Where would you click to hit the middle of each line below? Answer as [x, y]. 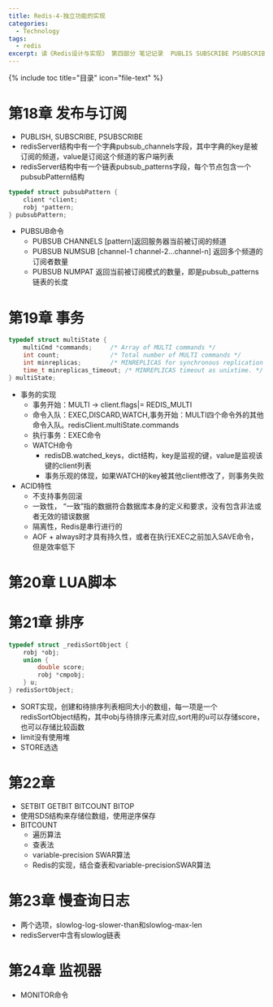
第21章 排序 [46, 623]
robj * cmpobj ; [61, 675]
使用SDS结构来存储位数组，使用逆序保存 [88, 815]
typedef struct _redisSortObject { [69, 645]
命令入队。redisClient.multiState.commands [106, 425]
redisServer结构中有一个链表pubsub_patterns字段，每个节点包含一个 [136, 166]
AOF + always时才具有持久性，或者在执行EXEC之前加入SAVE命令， [145, 536]
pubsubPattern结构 [52, 176]
